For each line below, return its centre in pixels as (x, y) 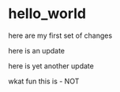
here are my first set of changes (60, 35)
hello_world (47, 14)
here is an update (37, 50)
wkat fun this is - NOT (44, 81)
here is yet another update (51, 66)
